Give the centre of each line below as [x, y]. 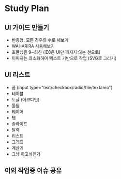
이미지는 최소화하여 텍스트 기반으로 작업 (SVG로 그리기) [64, 58]
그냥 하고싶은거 [26, 154]
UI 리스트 [17, 75]
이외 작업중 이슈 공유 [33, 171]
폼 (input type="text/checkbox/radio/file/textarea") [62, 87]
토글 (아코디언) [25, 99]
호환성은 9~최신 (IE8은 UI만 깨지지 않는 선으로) [56, 52]
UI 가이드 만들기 [27, 27]
